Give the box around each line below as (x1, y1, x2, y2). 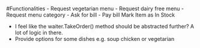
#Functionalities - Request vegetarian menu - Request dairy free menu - (6, 5, 184, 12)
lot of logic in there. (14, 29, 63, 36)
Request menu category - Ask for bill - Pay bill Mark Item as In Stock (6, 11, 175, 18)
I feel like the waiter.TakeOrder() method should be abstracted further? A (14, 23, 195, 30)
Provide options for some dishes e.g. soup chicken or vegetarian (14, 36, 175, 42)
